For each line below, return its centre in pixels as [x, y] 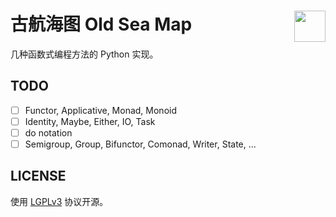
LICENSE [38, 176]
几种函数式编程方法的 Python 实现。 [84, 54]
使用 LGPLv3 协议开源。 [59, 201]
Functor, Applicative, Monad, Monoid [100, 110]
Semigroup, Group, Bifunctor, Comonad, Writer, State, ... [140, 144]
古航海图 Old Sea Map [101, 24]
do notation [48, 132]
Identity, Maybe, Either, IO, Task [90, 121]
